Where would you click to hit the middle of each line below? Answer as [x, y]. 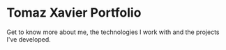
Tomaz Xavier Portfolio [74, 13]
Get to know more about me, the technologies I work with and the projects [113, 32]
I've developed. [29, 39]
